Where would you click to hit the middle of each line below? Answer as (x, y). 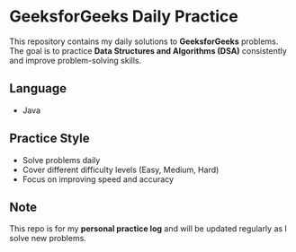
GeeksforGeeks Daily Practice (124, 17)
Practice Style (49, 139)
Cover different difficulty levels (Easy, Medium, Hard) (121, 169)
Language (38, 88)
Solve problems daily (61, 160)
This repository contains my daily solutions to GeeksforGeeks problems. (144, 41)
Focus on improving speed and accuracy (98, 179)
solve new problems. (48, 239)
